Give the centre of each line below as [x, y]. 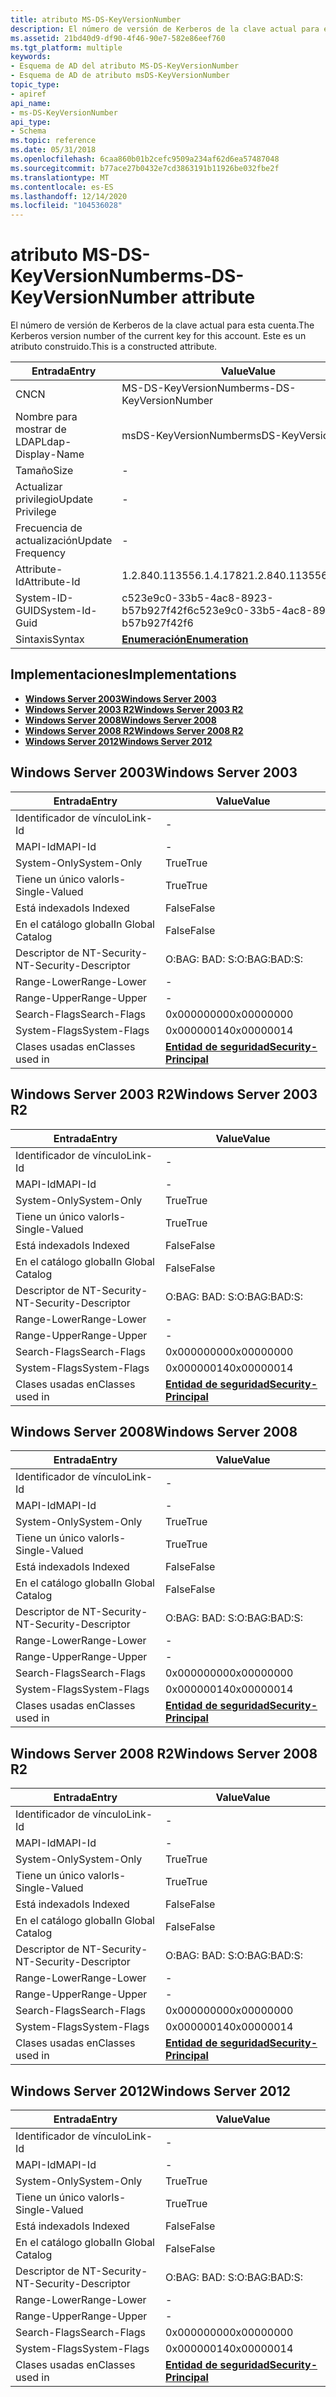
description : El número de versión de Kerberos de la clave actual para [165, 29]
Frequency [40, 553]
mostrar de [41, 429]
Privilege [36, 512]
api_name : [31, 103]
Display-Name [50, 454]
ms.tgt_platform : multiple [66, 47]
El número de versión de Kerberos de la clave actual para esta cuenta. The [162, 325]
